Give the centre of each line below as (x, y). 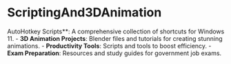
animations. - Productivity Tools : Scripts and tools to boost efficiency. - (109, 46)
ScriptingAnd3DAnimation (84, 13)
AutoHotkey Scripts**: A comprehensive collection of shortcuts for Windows (116, 31)
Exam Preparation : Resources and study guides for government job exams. (114, 53)
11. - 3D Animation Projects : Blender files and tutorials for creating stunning (115, 38)
